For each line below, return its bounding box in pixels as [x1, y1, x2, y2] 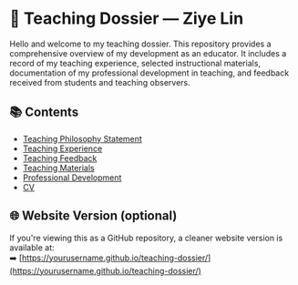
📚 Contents [9, 105, 79, 120]
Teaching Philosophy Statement [22, 133, 143, 144]
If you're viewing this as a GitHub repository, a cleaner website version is [9, 232, 283, 243]
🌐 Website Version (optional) [9, 209, 178, 224]
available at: [9, 241, 55, 253]
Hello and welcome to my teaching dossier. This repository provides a [9, 38, 272, 49]
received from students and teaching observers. [9, 76, 191, 87]
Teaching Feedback [22, 152, 98, 163]
